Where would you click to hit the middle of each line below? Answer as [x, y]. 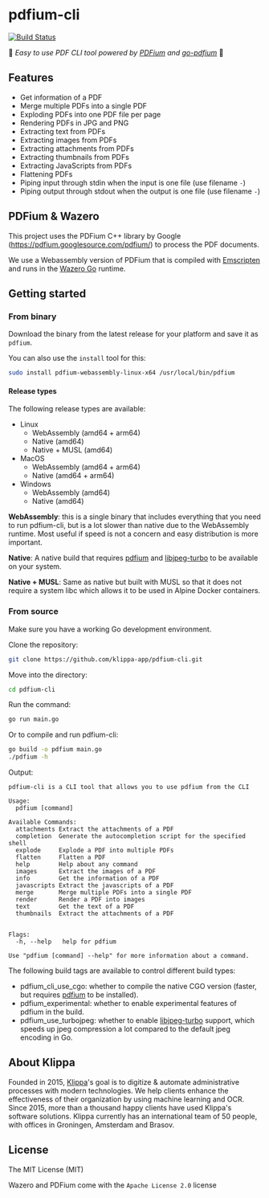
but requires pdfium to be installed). [79, 995]
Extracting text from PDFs [63, 131]
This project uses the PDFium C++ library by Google [95, 235]
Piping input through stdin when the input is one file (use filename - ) [133, 182]
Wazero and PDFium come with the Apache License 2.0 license [112, 1185]
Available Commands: [43, 822]
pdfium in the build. [52, 1012]
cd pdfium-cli [32, 689]
